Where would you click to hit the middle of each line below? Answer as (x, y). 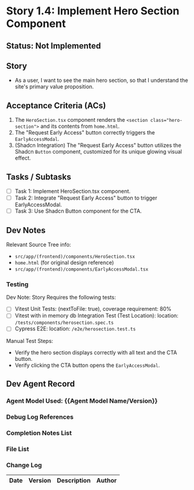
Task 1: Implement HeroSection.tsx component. (73, 191)
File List (18, 449)
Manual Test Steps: (30, 341)
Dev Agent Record (41, 384)
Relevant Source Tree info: (39, 245)
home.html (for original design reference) (64, 263)
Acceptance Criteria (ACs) (56, 105)
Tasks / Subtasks (39, 177)
